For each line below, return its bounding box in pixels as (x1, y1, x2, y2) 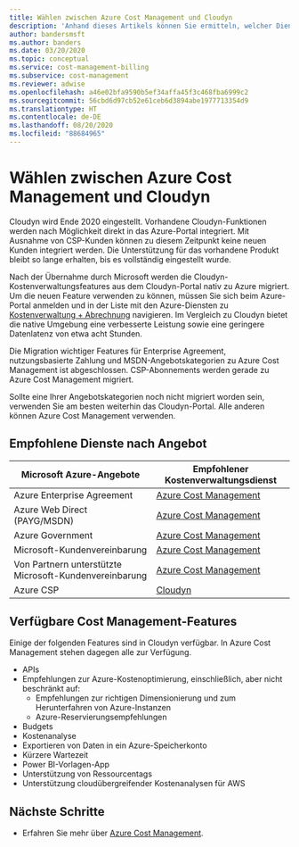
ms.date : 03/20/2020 (9, 46, 86, 55)
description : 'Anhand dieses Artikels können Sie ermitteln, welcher (9, 21, 273, 30)
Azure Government (13, 528, 93, 541)
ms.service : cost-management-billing (9, 63, 149, 72)
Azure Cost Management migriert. (9, 374, 134, 385)
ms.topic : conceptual (9, 54, 90, 63)
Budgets (21, 721, 53, 732)
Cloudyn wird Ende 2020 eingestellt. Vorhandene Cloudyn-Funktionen (9, 216, 267, 227)
